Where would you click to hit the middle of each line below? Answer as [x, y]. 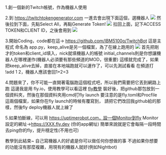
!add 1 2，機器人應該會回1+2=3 [37, 72]
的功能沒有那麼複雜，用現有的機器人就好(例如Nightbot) [61, 147]
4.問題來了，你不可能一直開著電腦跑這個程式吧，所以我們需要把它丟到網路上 [83, 82]
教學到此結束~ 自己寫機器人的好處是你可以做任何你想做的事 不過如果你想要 [82, 141]
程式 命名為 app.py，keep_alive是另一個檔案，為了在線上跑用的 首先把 [80, 47]
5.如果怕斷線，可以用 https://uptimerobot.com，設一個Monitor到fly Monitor [82, 118]
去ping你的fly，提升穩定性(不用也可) [42, 130]
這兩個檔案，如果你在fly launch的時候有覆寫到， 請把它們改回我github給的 [81, 101]
